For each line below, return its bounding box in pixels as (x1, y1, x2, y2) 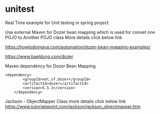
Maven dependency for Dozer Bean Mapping (5, 63, 96, 69)
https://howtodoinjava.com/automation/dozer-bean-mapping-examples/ (5, 44, 151, 50)
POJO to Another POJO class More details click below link (5, 34, 122, 40)
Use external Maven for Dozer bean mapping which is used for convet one (5, 29, 155, 35)
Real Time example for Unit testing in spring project (5, 20, 109, 26)
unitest (5, 3, 35, 15)
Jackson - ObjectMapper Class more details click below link (5, 98, 126, 104)
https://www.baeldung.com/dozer (5, 53, 73, 59)
